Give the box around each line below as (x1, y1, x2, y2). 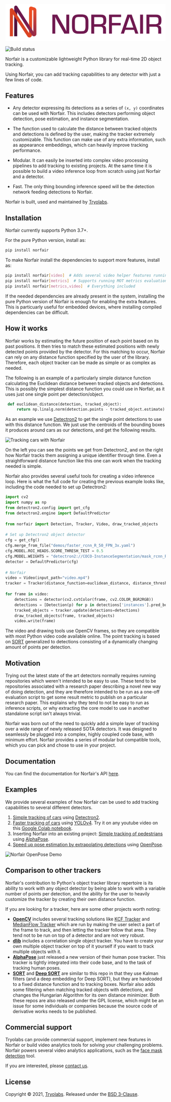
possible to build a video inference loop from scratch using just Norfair (12, 168, 161, 174)
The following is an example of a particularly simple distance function (5, 375, 151, 381)
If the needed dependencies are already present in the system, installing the (5, 293, 165, 299)
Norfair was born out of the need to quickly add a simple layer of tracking (5, 721, 159, 727)
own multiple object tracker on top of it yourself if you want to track (12, 943, 154, 949)
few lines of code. (5, 76, 43, 83)
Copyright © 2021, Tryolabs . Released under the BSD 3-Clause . (5, 1091, 139, 1097)
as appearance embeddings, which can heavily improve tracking (12, 142, 149, 148)
